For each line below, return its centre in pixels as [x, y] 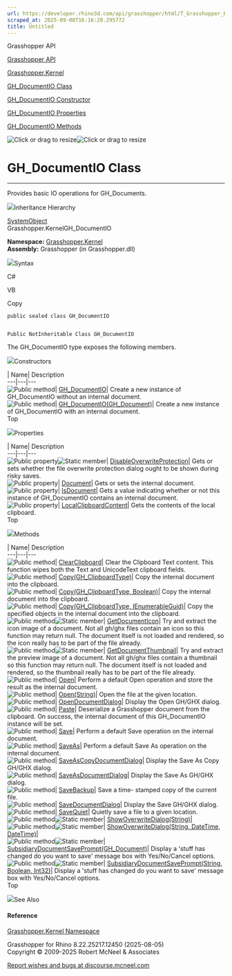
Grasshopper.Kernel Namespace [54, 931]
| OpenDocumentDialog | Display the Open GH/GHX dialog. [138, 702]
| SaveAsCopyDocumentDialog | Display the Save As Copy [137, 760]
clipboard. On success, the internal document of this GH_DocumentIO [106, 717]
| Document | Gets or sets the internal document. [126, 483]
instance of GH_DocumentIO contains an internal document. [93, 498]
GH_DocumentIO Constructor [49, 100]
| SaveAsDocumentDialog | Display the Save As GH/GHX [134, 776]
